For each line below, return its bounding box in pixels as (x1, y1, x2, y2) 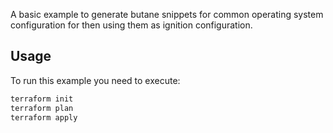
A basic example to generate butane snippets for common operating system (10, 9, 324, 20)
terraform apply (10, 112, 78, 123)
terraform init (10, 94, 74, 104)
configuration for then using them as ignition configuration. (10, 19, 253, 31)
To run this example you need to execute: (10, 74, 181, 86)
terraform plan (10, 103, 74, 113)
